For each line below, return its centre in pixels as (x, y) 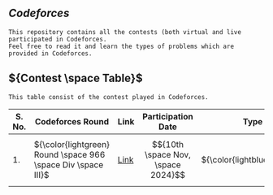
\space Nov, (168, 154)
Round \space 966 (69, 154)
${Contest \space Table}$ (76, 78)
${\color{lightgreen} (72, 144)
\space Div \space (69, 164)
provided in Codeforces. (50, 53)
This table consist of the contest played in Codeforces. (108, 97)
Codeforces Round (72, 121)
